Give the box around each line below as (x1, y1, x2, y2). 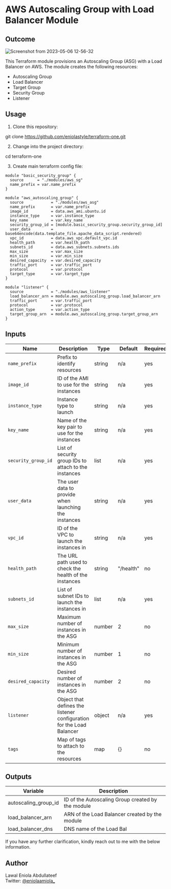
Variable (22, 787, 44, 795)
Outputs (5, 773, 32, 781)
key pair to (57, 423, 82, 430)
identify (57, 360, 75, 367)
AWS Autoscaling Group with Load (5, 4, 154, 15)
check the (57, 565, 81, 572)
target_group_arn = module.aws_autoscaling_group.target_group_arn (10, 311, 158, 317)
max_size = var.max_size (10, 249, 83, 254)
